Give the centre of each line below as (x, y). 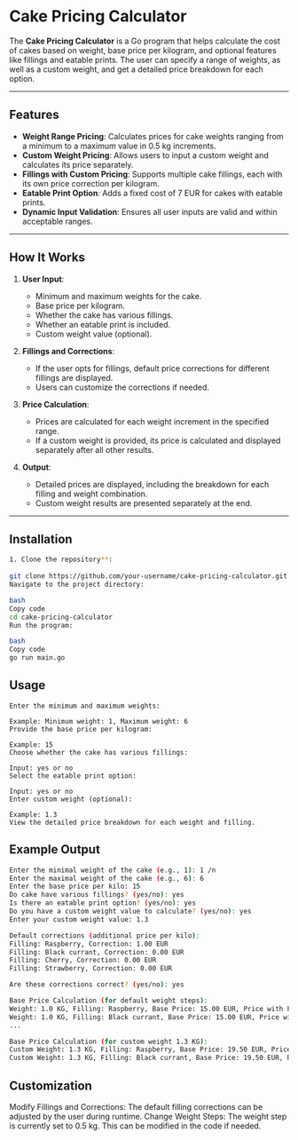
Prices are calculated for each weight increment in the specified (152, 421)
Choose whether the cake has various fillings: (99, 752)
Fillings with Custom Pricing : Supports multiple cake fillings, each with (152, 174)
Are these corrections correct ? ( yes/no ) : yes (97, 985)
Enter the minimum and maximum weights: (85, 706)
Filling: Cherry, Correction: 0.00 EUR (83, 961)
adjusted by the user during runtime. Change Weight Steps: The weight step (148, 1116)
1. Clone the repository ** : (61, 560)
